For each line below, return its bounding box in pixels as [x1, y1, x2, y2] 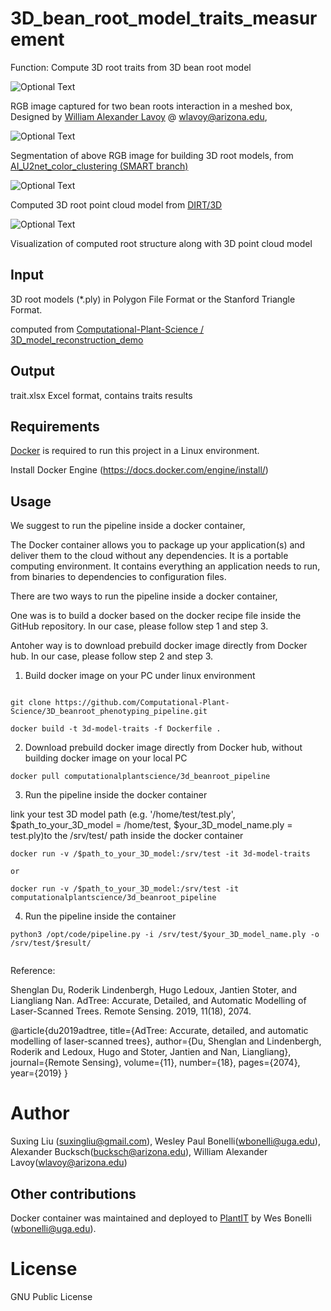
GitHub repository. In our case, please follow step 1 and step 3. [10, 620, 269, 632]
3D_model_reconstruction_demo [10, 333, 144, 346]
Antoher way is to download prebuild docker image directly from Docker [10, 640, 308, 652]
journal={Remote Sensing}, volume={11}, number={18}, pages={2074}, [10, 1057, 301, 1069]
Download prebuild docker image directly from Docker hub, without [24, 742, 303, 754]
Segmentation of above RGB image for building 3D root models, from [10, 149, 294, 161]
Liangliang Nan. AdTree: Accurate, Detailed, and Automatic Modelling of [10, 995, 307, 1007]
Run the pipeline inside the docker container [24, 789, 208, 801]
